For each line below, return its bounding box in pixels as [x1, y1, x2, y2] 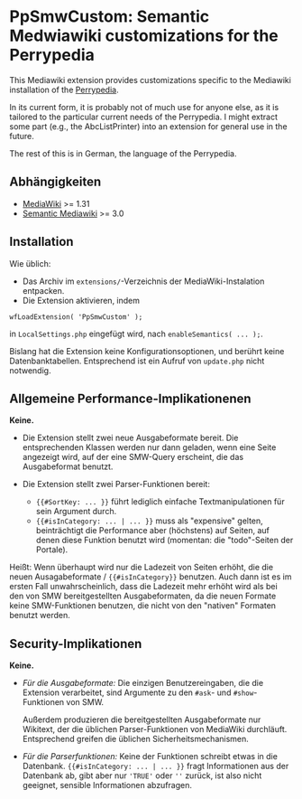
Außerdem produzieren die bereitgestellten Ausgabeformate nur [22, 714, 261, 725]
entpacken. [22, 285, 65, 296]
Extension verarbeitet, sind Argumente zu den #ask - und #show [22, 687, 254, 698]
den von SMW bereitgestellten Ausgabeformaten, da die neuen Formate [9, 590, 277, 602]
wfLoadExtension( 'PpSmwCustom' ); [9, 312, 143, 322]
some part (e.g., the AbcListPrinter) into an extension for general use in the [9, 120, 288, 132]
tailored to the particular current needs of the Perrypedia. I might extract [9, 111, 278, 122]
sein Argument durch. [35, 506, 117, 517]
